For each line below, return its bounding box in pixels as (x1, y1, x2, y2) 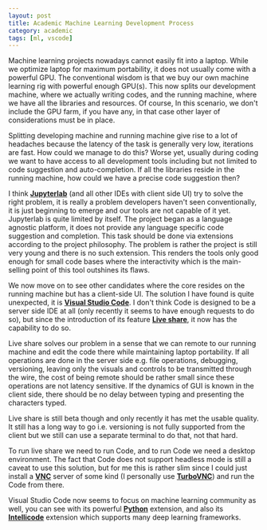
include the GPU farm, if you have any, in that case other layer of (8, 107, 221, 117)
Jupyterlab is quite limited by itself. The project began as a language (8, 214, 233, 224)
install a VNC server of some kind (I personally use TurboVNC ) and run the (8, 472, 255, 481)
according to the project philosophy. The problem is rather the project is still (8, 240, 257, 249)
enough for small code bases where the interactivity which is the (8, 257, 221, 266)
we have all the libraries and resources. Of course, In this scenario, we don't (8, 98, 258, 108)
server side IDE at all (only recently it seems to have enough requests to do (8, 306, 255, 316)
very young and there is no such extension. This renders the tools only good (8, 249, 259, 258)
